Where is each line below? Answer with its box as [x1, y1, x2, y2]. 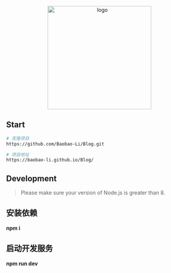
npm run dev [6, 260, 38, 267]
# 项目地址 [6, 151, 30, 158]
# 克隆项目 [6, 135, 30, 141]
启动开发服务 [6, 243, 53, 253]
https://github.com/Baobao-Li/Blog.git [6, 141, 105, 147]
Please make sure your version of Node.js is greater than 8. [20, 189, 166, 196]
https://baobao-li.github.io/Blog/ [6, 157, 94, 163]
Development [6, 173, 57, 183]
